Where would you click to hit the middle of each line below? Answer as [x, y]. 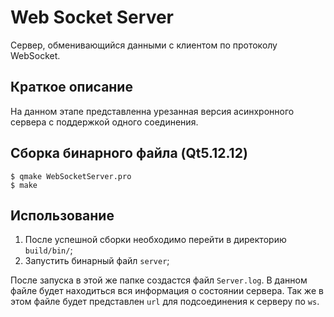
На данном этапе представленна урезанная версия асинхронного [152, 111]
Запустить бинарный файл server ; [97, 261]
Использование [62, 215]
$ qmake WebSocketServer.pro [71, 176]
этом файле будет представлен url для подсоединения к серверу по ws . [165, 302]
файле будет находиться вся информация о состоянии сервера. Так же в [167, 291]
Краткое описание [71, 87]
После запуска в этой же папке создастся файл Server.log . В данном [159, 280]
